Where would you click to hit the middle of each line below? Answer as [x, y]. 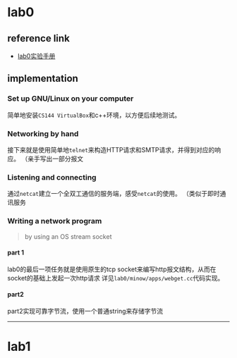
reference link [39, 38]
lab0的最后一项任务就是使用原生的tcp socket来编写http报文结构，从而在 [112, 269]
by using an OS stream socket [68, 236]
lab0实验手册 [36, 56]
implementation [43, 79]
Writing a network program [55, 221]
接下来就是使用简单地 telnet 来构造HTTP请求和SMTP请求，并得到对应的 [111, 149]
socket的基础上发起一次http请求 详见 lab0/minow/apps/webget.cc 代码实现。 [116, 278]
